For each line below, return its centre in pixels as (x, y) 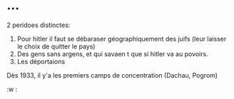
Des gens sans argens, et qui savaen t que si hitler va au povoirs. (112, 53)
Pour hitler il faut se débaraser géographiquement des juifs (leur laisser (122, 38)
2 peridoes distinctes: (39, 25)
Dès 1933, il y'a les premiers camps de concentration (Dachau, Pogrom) (112, 75)
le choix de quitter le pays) (56, 46)
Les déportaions (41, 61)
